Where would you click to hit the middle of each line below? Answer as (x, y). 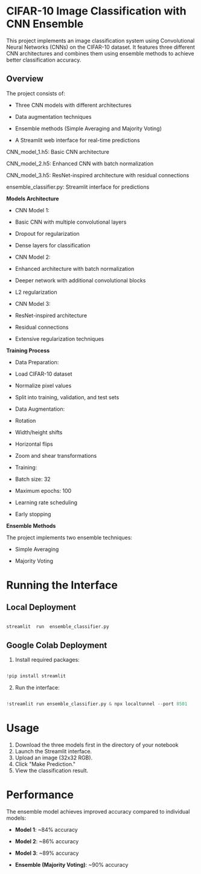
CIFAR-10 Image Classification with (96, 11)
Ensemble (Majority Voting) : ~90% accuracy (72, 865)
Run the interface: (37, 688)
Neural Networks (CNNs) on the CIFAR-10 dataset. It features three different (101, 47)
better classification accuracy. (44, 60)
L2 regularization (36, 292)
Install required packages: (47, 660)
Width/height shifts (39, 432)
